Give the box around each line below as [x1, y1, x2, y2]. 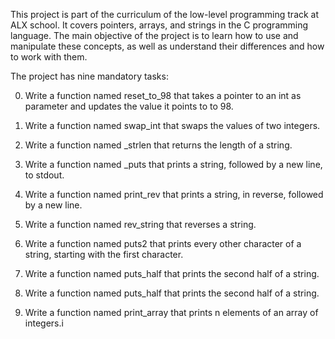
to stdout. [24, 169, 65, 181]
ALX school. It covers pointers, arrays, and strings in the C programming [10, 19, 309, 31]
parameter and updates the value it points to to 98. [24, 100, 234, 112]
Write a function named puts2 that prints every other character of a [24, 238, 302, 249]
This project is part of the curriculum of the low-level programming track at [10, 9, 320, 20]
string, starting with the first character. [24, 249, 184, 260]
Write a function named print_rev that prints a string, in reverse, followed [24, 189, 324, 200]
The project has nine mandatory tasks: [10, 70, 169, 82]
